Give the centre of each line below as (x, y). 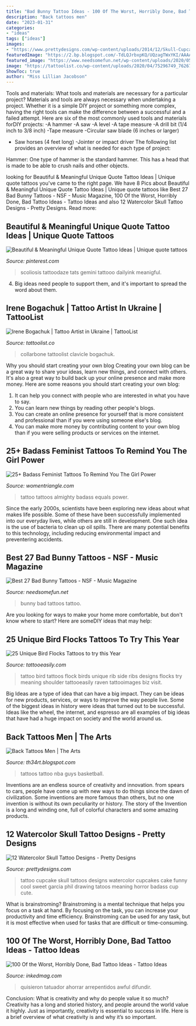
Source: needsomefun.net (37, 592)
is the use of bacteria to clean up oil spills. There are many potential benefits (98, 527)
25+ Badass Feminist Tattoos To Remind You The (97, 451)
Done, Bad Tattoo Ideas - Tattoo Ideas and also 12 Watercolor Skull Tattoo (94, 202)
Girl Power (25, 460)
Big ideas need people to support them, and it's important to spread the (100, 284)
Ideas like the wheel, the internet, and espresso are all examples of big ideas (98, 712)
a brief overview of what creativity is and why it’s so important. (81, 1017)
